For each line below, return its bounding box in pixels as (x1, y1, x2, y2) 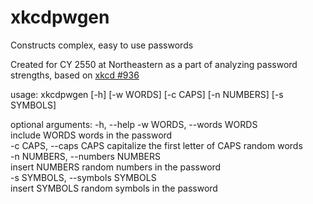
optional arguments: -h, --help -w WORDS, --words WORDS (10, 118, 258, 130)
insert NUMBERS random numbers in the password (10, 161, 222, 173)
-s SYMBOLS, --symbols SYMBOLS (10, 171, 157, 183)
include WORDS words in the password (10, 129, 173, 141)
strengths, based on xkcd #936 (10, 69, 140, 81)
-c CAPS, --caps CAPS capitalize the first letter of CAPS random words (10, 139, 303, 151)
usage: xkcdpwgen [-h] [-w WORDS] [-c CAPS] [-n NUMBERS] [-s (10, 88, 284, 100)
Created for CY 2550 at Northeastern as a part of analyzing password (10, 58, 298, 70)
